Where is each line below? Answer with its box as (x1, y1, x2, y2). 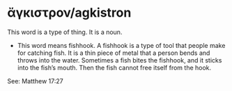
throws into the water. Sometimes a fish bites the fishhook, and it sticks (17, 56, 222, 64)
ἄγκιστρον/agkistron (7, 5, 132, 21)
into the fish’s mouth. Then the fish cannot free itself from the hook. (17, 63, 212, 72)
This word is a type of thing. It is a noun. (7, 28, 123, 36)
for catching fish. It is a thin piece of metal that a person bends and (17, 49, 210, 57)
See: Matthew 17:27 (7, 76, 64, 85)
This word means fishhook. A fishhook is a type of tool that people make (17, 41, 226, 49)
